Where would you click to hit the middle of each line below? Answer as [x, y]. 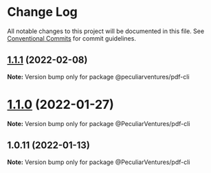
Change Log [42, 12]
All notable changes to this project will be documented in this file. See [106, 31]
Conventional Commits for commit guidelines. [71, 38]
